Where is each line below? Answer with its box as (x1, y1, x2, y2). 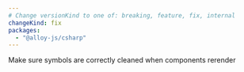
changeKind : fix (8, 19, 62, 27)
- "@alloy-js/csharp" (15, 33, 87, 42)
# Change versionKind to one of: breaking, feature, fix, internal (8, 11, 236, 20)
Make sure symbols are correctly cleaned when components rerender (8, 55, 236, 65)
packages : (8, 26, 41, 34)
